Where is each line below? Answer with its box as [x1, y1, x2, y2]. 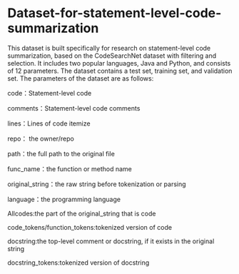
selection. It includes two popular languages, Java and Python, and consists [7, 59, 231, 67]
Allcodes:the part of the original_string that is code [7, 209, 156, 218]
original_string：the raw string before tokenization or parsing [7, 180, 187, 188]
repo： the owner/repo [7, 134, 75, 143]
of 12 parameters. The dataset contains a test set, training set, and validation [7, 66, 233, 75]
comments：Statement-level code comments [7, 103, 141, 112]
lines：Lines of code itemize [7, 119, 91, 128]
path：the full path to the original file [7, 149, 116, 158]
